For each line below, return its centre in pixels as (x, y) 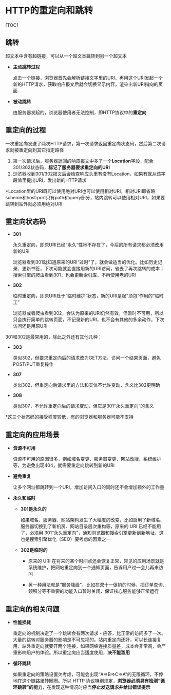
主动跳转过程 (26, 67)
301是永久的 (34, 509)
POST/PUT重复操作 (33, 364)
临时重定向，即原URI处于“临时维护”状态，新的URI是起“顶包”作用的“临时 (88, 296)
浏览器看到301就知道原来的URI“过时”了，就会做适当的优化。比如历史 (85, 262)
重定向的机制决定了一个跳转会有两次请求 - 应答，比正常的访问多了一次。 (89, 633)
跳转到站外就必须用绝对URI (34, 204)
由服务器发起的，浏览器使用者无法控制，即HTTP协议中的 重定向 (80, 112)
